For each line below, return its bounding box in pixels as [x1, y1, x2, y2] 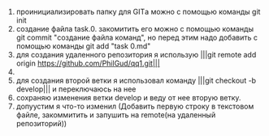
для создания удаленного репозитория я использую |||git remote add [15, 50, 257, 59]
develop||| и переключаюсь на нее [15, 84, 137, 94]
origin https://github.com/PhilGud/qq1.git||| [15, 58, 160, 68]
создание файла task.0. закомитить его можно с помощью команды [15, 24, 254, 33]
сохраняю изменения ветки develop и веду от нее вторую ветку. [15, 93, 241, 102]
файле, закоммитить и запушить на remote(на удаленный [15, 110, 216, 120]
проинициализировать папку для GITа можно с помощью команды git [15, 7, 261, 16]
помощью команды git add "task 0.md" [15, 41, 151, 51]
